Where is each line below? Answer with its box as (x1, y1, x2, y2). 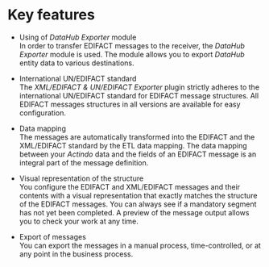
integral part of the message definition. (19, 157, 149, 167)
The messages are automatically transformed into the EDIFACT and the (19, 131, 255, 142)
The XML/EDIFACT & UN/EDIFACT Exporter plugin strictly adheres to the (19, 82, 259, 92)
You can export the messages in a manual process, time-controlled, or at (19, 240, 261, 250)
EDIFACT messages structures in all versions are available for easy (19, 99, 241, 109)
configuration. (19, 107, 66, 118)
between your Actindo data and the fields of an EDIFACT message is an (19, 149, 257, 159)
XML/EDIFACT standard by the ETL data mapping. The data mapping (19, 140, 247, 150)
